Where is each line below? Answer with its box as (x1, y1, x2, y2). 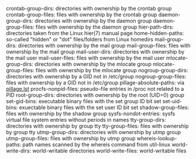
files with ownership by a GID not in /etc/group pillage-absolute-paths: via (6, 79, 185, 86)
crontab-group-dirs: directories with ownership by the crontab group (6, 5, 172, 12)
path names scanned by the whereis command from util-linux (22, 141, 171, 148)
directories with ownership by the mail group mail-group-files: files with (18, 42, 191, 49)
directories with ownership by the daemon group (34, 17, 152, 24)
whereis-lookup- (136, 135, 177, 142)
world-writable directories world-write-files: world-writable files (32, 147, 187, 154)
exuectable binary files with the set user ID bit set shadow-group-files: (19, 104, 189, 111)
